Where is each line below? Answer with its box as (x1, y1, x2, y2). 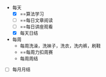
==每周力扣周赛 (19, 49, 53, 55)
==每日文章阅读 (19, 17, 53, 23)
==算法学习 (19, 11, 45, 17)
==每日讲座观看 (19, 23, 53, 30)
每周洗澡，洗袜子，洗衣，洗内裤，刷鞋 (19, 43, 101, 49)
